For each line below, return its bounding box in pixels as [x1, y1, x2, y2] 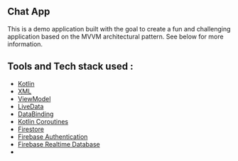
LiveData [17, 102, 44, 110]
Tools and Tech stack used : [7, 61, 134, 73]
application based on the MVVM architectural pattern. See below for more [7, 32, 224, 41]
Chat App [7, 6, 50, 18]
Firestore [17, 125, 45, 133]
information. [7, 39, 43, 48]
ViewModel [17, 94, 51, 103]
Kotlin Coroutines [17, 117, 69, 125]
